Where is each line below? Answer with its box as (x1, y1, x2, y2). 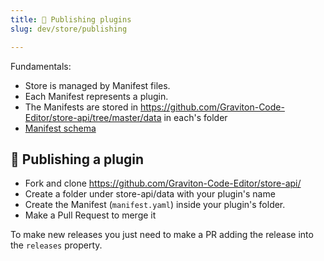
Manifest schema (24, 122, 97, 134)
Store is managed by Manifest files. (24, 79, 171, 91)
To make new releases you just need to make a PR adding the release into (10, 229, 314, 241)
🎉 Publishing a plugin (10, 151, 145, 168)
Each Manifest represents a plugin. (24, 90, 169, 102)
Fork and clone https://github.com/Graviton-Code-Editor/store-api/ (24, 177, 302, 190)
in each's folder (163, 111, 228, 123)
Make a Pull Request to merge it (24, 209, 157, 221)
